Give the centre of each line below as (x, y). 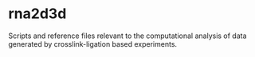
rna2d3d (37, 14)
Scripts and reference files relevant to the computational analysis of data (127, 36)
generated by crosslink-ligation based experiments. (93, 44)
